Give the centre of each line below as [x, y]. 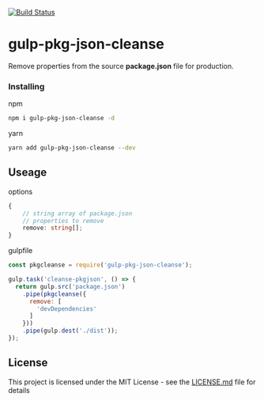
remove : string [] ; [53, 228]
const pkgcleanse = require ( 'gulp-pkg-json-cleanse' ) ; [100, 265]
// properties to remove [63, 221]
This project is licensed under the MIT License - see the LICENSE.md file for [132, 382]
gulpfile [21, 251]
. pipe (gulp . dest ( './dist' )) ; [70, 331]
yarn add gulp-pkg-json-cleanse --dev [72, 148]
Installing [26, 86]
